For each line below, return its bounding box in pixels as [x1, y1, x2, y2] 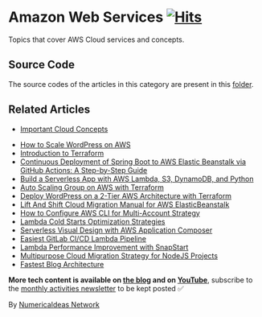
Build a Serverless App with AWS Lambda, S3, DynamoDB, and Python [19, 174, 254, 183]
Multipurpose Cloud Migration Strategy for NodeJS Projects [19, 250, 219, 261]
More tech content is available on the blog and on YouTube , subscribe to [8, 274, 253, 285]
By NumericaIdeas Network [8, 299, 100, 309]
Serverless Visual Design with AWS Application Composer [19, 225, 213, 235]
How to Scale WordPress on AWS [19, 139, 131, 149]
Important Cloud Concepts [19, 124, 108, 134]
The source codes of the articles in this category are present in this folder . [8, 79, 254, 89]
